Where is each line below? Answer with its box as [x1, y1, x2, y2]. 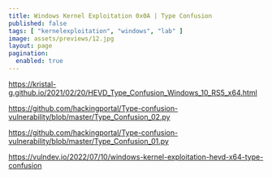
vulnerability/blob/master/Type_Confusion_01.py [8, 136, 169, 146]
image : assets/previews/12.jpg [8, 34, 114, 43]
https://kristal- [8, 78, 57, 89]
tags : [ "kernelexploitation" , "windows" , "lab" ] [8, 27, 183, 35]
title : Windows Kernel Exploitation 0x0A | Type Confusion [8, 11, 213, 20]
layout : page [8, 42, 53, 50]
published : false [8, 19, 67, 28]
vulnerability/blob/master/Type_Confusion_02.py [8, 112, 171, 121]
